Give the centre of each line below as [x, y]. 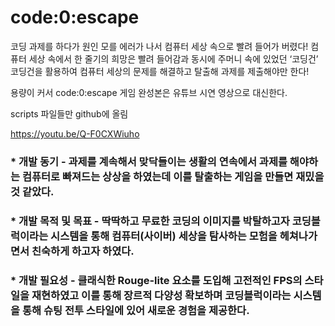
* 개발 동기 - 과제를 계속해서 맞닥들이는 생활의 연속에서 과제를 [149, 161]
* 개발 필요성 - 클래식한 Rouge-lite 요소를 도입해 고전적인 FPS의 [156, 280]
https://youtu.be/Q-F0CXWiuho [75, 133]
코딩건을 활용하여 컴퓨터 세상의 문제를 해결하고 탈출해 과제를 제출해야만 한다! [160, 71]
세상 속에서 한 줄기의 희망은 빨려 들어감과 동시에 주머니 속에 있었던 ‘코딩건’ [173, 58]
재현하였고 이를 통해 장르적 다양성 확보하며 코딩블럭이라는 [161, 295]
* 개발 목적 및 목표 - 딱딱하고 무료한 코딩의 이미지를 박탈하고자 [150, 221]
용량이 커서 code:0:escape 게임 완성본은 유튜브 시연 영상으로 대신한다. [149, 92]
